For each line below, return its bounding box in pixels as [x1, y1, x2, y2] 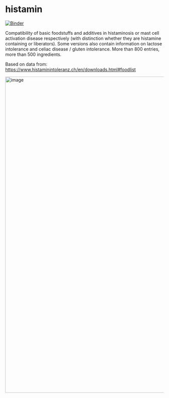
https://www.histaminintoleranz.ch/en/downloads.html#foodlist [5, 67, 136, 73]
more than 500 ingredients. [5, 51, 62, 57]
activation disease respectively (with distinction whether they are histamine [5, 35, 161, 41]
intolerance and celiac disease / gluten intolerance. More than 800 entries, [5, 46, 160, 52]
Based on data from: [5, 61, 48, 67]
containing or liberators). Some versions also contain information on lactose [5, 40, 162, 46]
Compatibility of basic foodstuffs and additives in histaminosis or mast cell [5, 30, 159, 36]
